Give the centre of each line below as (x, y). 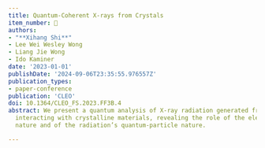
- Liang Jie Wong (37, 52)
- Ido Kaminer (32, 60)
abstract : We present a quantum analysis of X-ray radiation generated (128, 111)
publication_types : (40, 81)
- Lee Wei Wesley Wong (45, 45)
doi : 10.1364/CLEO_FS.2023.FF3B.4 (65, 103)
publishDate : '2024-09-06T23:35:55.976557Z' (82, 74)
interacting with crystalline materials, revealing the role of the (130, 118)
